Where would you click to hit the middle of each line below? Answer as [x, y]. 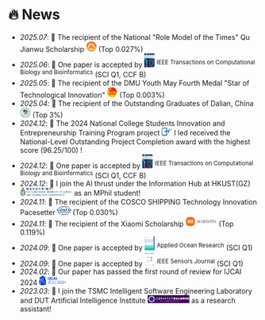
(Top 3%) [48, 115]
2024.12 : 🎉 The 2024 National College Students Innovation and [122, 123]
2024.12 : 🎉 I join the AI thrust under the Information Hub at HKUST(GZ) [135, 184]
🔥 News [35, 15]
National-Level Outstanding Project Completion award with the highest [135, 142]
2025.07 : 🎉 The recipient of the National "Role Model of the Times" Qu [134, 37]
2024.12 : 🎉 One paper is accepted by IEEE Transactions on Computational [136, 165]
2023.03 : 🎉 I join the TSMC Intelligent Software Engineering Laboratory [136, 291]
